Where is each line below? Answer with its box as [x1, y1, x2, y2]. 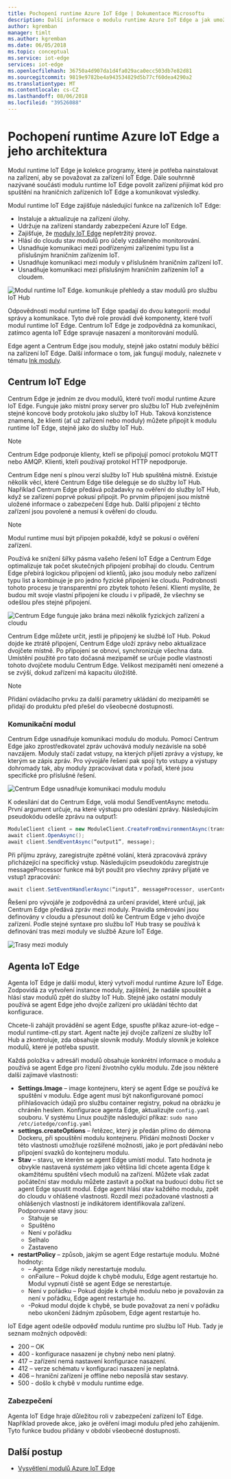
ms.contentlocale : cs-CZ [8, 86, 79, 93]
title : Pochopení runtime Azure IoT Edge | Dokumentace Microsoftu [8, 10, 205, 17]
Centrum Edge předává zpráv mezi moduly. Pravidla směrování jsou [8, 906, 199, 914]
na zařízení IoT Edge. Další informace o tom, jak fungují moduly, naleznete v [8, 349, 221, 357]
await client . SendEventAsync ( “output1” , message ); [8, 838, 156, 845]
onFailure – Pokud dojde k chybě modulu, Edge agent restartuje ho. [27, 1273, 219, 1281]
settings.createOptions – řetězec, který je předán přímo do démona [17, 1127, 211, 1135]
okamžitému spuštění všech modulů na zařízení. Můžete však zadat [17, 1170, 210, 1179]
